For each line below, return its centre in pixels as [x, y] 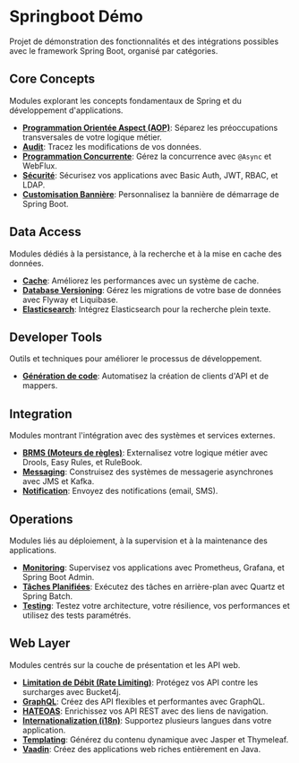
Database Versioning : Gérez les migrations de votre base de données [152, 290]
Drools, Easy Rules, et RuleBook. [82, 463]
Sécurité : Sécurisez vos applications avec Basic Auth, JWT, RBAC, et [150, 175]
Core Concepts [52, 79]
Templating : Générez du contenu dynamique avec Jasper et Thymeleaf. [155, 739]
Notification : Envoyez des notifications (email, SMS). [120, 491]
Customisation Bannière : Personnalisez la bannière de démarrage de [150, 194]
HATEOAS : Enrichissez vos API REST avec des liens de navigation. [145, 711]
